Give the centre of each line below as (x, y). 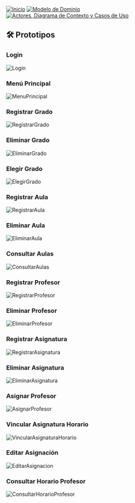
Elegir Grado (24, 169)
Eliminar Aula (26, 225)
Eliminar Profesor (32, 311)
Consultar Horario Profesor (46, 481)
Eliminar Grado (28, 140)
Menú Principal (28, 83)
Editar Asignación (32, 453)
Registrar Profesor (33, 282)
